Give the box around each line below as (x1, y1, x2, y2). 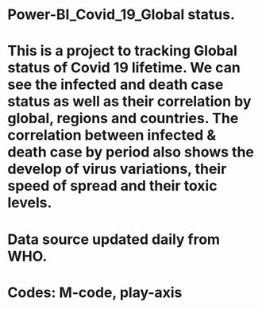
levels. (7, 194, 52, 212)
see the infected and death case (7, 75, 224, 94)
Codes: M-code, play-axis (7, 284, 183, 301)
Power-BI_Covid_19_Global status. (7, 6, 236, 24)
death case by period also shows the (7, 143, 255, 161)
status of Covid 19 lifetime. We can (7, 59, 241, 77)
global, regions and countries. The (7, 110, 239, 128)
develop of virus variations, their (7, 160, 227, 178)
